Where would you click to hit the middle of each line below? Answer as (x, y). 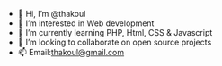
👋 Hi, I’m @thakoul (52, 14)
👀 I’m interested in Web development (86, 23)
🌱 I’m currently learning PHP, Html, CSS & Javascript (115, 33)
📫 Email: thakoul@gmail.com (71, 52)
